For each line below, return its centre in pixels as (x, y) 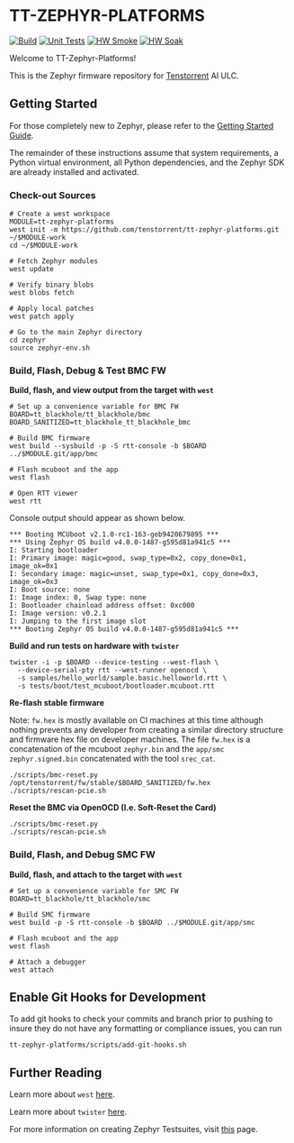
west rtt (26, 501)
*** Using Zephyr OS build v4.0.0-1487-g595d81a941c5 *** (120, 543)
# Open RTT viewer (44, 494)
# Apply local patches (52, 309)
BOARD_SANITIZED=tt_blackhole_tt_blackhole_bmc (100, 423)
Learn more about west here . (62, 1094)
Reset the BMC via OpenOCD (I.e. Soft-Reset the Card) (113, 808)
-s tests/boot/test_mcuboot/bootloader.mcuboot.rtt (116, 686)
